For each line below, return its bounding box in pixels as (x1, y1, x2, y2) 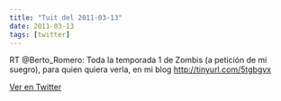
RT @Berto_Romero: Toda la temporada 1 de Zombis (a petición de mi (9, 55, 267, 66)
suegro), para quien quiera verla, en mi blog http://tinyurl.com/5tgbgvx (9, 64, 272, 75)
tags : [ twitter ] (9, 30, 70, 39)
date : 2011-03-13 (9, 22, 75, 31)
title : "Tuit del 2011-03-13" (9, 13, 123, 23)
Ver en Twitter (9, 82, 62, 93)
